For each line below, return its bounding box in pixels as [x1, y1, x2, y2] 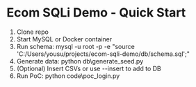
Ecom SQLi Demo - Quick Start [6, 5, 186, 21]
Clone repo [16, 28, 49, 36]
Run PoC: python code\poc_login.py [16, 71, 120, 80]
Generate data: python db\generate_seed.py [16, 57, 144, 65]
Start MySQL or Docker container [16, 35, 113, 43]
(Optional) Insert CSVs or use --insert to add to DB [16, 64, 161, 72]
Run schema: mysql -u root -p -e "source [16, 42, 135, 50]
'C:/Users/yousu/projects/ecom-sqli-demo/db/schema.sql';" [16, 50, 190, 58]
